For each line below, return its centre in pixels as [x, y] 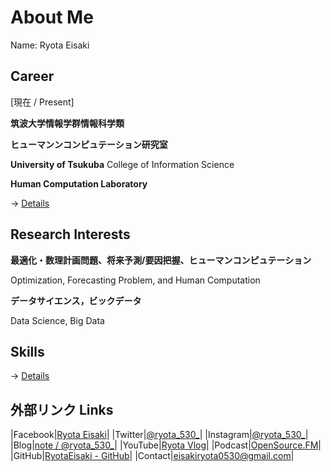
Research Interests [70, 234]
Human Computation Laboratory [79, 183]
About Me [52, 17]
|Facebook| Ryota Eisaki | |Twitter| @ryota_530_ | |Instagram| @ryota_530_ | [159, 435]
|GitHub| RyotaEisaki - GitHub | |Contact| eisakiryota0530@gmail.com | [152, 456]
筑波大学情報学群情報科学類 [67, 123]
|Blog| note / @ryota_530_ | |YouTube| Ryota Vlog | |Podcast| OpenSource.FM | [166, 445]
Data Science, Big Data [57, 320]
